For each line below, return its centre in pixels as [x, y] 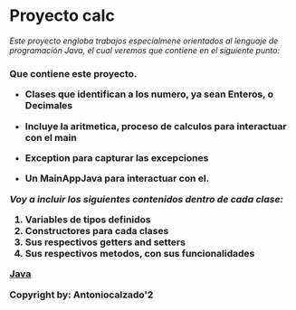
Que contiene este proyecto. [73, 73]
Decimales [49, 106]
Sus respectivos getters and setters [105, 242]
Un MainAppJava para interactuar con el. [117, 179]
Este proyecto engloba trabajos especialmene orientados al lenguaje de [144, 41]
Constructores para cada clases [97, 231]
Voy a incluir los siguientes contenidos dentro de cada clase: [146, 199]
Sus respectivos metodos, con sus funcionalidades [140, 254]
